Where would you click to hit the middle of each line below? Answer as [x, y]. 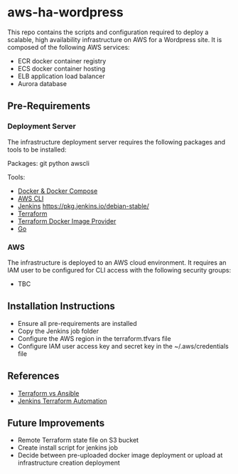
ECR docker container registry [62, 60]
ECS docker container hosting [61, 68]
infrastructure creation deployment [69, 463]
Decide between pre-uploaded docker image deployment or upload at [120, 455]
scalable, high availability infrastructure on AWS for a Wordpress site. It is [115, 39]
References [33, 376]
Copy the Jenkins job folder [58, 331]
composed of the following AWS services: [69, 47]
